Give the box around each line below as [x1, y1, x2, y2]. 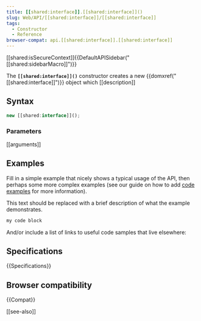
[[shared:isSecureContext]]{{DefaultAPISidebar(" [6, 54, 130, 61]
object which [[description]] [65, 79, 136, 86]
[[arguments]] [6, 141, 41, 148]
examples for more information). [6, 187, 87, 195]
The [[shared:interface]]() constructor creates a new [6, 72, 145, 79]
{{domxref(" [146, 72, 177, 79]
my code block [6, 217, 43, 224]
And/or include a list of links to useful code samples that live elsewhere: [6, 228, 187, 236]
